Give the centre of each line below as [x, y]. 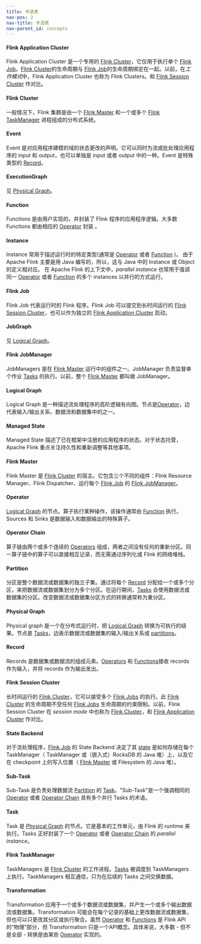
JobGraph [19, 327]
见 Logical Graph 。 [29, 340]
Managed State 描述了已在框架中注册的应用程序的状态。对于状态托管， [94, 440]
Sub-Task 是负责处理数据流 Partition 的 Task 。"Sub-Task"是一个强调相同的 [98, 790]
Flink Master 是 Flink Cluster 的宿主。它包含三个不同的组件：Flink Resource [99, 476]
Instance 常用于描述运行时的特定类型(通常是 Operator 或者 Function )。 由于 [100, 254]
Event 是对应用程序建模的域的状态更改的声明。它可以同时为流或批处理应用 [98, 148]
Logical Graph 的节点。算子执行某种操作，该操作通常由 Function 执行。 [94, 511]
